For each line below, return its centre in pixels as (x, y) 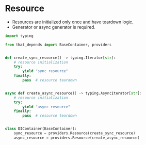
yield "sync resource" (45, 71)
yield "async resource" (46, 107)
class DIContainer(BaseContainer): (41, 129)
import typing (19, 36)
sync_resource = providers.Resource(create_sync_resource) (75, 133)
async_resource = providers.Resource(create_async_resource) (77, 138)
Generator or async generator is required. (54, 27)
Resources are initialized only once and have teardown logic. (73, 22)
